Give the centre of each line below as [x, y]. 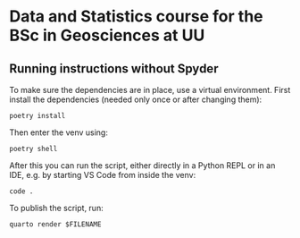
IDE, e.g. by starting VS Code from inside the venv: [103, 175]
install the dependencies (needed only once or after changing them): [136, 99]
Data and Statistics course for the [136, 17]
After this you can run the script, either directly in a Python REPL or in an [142, 166]
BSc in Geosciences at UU [107, 35]
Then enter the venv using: [59, 132]
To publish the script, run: [57, 208]
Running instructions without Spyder [114, 68]
